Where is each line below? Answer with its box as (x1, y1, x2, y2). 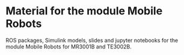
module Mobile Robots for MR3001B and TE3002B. (5, 43, 132, 50)
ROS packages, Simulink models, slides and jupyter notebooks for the (5, 36, 179, 44)
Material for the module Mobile (5, 4, 163, 18)
